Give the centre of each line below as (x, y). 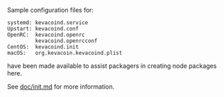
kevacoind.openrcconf (66, 41)
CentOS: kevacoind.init (43, 47)
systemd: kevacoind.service (48, 23)
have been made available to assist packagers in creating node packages (112, 66)
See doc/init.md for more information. (61, 87)
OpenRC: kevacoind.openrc (46, 35)
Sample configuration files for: (50, 10)
